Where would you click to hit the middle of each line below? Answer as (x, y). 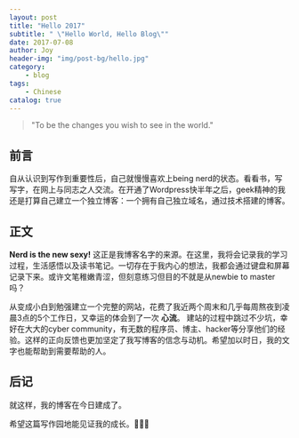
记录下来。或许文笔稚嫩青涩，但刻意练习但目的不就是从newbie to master (142, 277)
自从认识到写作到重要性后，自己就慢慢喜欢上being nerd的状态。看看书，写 (146, 179)
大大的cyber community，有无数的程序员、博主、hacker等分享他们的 (151, 329)
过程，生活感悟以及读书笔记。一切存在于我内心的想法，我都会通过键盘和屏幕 (149, 266)
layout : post (33, 17)
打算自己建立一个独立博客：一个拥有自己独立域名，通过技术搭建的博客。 (157, 201)
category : (28, 68)
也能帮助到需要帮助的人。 (64, 351)
